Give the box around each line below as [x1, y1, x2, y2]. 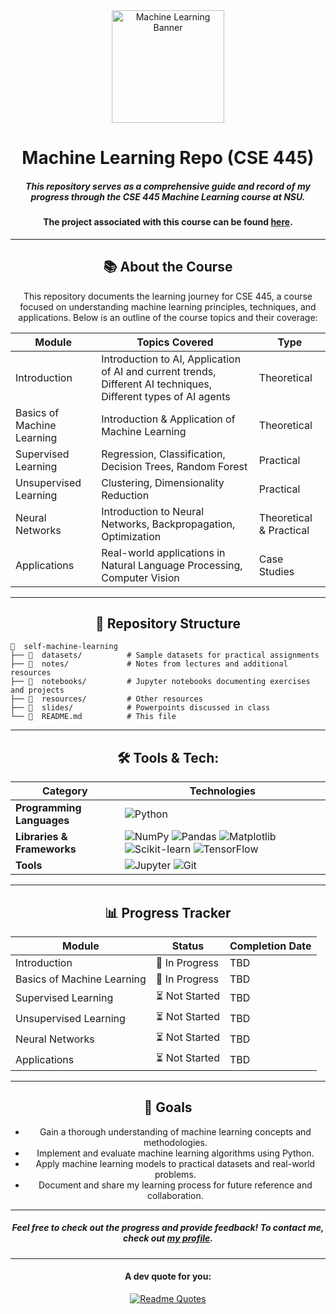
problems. [154, 1168, 197, 1180]
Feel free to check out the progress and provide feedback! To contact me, [11, 1222, 325, 1234]
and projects [10, 685, 65, 696]
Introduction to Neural [101, 504, 205, 518]
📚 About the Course [103, 259, 233, 276]
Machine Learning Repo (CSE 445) [21, 147, 315, 169]
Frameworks [15, 842, 77, 856]
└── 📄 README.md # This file [10, 712, 177, 722]
